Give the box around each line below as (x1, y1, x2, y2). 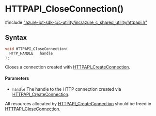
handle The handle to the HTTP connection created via (12, 86, 121, 92)
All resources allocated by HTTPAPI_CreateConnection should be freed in (5, 100, 152, 106)
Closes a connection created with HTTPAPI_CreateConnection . (5, 64, 130, 70)
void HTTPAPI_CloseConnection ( (5, 46, 68, 51)
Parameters (5, 75, 29, 81)
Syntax (5, 33, 27, 42)
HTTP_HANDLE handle (9, 51, 53, 56)
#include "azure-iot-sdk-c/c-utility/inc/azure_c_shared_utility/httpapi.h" (5, 19, 148, 25)
